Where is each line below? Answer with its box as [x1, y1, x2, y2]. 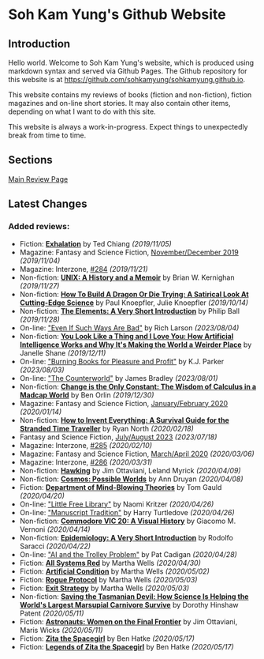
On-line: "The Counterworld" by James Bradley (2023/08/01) [19, 373, 218, 382]
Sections [8, 153, 53, 167]
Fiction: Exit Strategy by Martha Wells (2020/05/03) [19, 583, 190, 593]
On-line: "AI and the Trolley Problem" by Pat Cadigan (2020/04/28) [19, 549, 238, 559]
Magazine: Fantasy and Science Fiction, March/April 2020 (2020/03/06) [19, 449, 255, 458]
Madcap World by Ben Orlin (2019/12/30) [19, 390, 154, 400]
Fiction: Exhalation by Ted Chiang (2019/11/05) [19, 239, 172, 248]
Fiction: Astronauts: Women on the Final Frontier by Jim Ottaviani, [19, 616, 238, 626]
